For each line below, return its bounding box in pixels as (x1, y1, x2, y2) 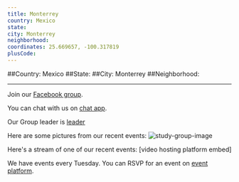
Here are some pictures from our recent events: (7, 131, 147, 139)
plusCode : (7, 50, 37, 58)
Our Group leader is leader (7, 117, 85, 126)
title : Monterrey (7, 10, 59, 18)
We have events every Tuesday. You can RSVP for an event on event (7, 159, 208, 167)
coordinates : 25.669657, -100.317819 (7, 43, 119, 50)
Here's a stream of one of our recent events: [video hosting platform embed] (7, 145, 232, 154)
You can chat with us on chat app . (7, 104, 107, 112)
